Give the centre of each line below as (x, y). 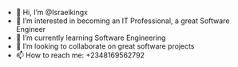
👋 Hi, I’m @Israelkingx (52, 12)
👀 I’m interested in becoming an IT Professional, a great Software (123, 21)
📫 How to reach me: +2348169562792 (80, 55)
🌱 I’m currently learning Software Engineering (91, 37)
